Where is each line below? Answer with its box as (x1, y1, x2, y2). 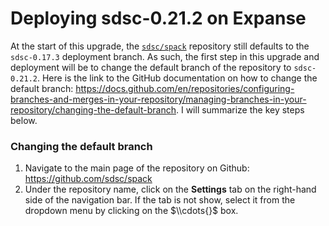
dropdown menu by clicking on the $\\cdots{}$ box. (24, 205, 239, 217)
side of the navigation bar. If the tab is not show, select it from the (24, 194, 296, 206)
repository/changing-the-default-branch (10, 103, 177, 116)
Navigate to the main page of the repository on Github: (24, 162, 250, 174)
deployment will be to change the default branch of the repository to (10, 61, 292, 73)
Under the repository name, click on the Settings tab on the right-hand (24, 183, 317, 196)
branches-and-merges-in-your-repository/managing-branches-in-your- (10, 93, 307, 105)
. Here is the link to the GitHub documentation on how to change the (36, 72, 318, 84)
